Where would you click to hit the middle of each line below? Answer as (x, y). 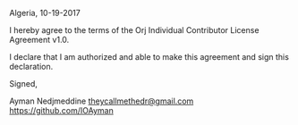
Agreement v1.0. (39, 40)
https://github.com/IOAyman (61, 110)
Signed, (23, 83)
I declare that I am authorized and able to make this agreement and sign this (149, 57)
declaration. (31, 67)
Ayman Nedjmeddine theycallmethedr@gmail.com (102, 101)
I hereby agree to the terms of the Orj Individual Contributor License (134, 30)
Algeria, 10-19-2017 (45, 13)
